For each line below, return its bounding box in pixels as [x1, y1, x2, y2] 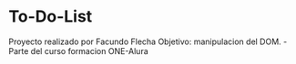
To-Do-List [8, 6, 93, 27]
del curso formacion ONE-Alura [30, 45, 149, 56]
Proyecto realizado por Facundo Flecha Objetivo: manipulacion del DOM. [8, 36, 281, 47]
